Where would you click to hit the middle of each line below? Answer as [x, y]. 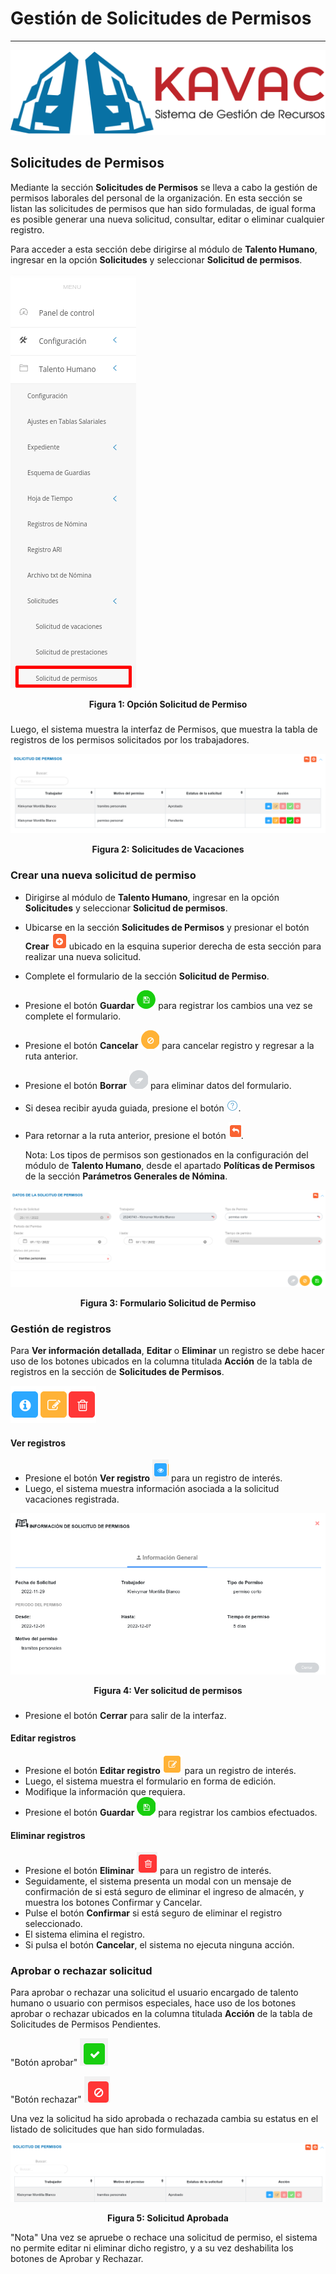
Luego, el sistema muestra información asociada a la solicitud [152, 1489]
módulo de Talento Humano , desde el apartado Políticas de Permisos [169, 1165]
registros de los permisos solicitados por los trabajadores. [130, 739]
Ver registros [38, 1443]
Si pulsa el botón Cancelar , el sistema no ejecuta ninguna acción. [159, 1945]
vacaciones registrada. [72, 1499]
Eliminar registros [48, 1835]
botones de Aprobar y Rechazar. [77, 2259]
